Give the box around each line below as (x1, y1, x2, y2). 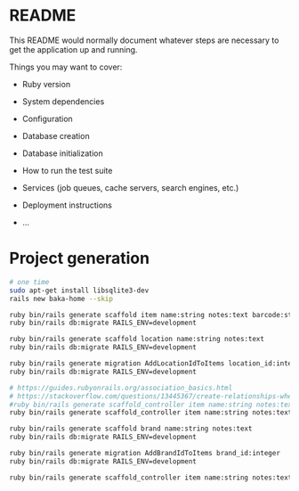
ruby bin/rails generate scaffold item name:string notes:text (9, 310, 249, 319)
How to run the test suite (21, 165, 113, 176)
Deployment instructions (21, 200, 113, 210)
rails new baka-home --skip (9, 294, 114, 303)
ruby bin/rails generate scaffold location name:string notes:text (9, 335, 265, 344)
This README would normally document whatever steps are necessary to (9, 35, 279, 45)
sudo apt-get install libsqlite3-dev (9, 286, 149, 295)
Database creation (21, 130, 91, 141)
